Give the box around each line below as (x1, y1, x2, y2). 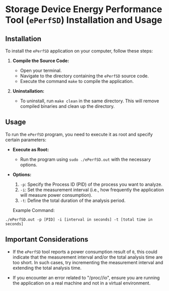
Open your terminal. (20, 67, 62, 73)
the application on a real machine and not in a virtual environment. (12, 280, 151, 286)
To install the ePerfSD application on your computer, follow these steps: (5, 48, 153, 54)
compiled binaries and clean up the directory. (20, 103, 115, 109)
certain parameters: (5, 137, 47, 143)
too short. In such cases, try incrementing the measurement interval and (12, 259, 163, 265)
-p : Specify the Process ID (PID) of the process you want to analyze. (20, 181, 163, 187)
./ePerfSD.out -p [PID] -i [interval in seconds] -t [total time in (5, 217, 153, 222)
